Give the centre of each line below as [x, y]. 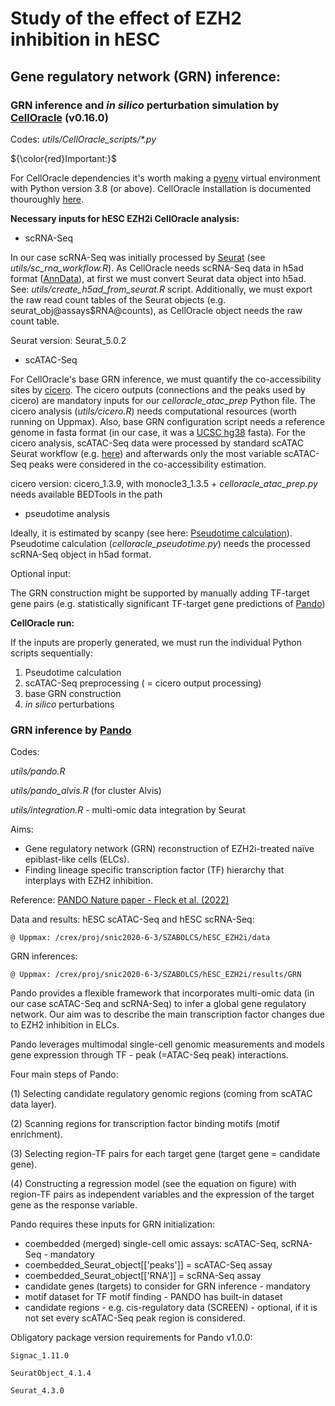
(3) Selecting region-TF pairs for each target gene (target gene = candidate [165, 1154]
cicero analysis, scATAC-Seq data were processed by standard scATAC [157, 443]
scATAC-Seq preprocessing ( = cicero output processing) [143, 683]
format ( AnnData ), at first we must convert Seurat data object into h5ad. [158, 278]
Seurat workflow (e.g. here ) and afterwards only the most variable [146, 453]
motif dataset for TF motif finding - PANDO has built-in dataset [153, 1297]
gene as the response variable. [74, 1205]
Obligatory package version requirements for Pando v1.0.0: [131, 1338]
